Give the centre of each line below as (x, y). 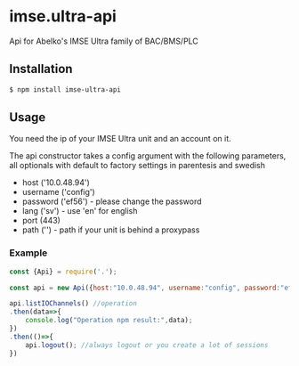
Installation (41, 69)
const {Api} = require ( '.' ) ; (63, 272)
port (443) (41, 221)
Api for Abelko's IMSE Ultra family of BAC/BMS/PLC (104, 41)
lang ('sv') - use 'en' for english (80, 211)
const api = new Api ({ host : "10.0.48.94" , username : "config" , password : (145, 288)
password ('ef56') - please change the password (112, 201)
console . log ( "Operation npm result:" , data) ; (109, 321)
